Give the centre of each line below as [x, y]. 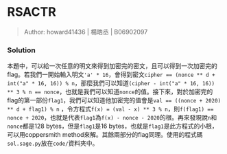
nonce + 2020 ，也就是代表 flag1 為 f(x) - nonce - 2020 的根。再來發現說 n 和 [112, 118]
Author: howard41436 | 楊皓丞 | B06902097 [86, 32]
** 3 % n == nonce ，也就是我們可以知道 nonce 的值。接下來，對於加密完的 [110, 92]
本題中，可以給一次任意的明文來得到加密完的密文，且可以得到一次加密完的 [112, 66]
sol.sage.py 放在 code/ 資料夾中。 [53, 143]
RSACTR [32, 12]
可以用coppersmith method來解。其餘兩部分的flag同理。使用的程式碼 [105, 135]
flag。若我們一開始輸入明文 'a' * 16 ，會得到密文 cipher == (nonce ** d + [111, 75]
